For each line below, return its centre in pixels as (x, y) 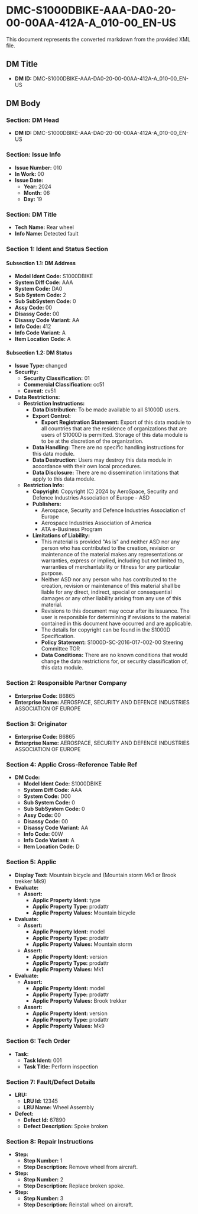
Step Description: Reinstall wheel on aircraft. (78, 1205)
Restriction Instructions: (54, 404)
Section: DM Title (32, 214)
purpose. (52, 573)
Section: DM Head (33, 120)
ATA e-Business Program (72, 529)
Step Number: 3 (43, 1199)
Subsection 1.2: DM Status (39, 352)
